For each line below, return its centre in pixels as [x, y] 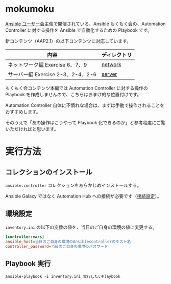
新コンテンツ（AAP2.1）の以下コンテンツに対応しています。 [68, 41]
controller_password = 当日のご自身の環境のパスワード [57, 246]
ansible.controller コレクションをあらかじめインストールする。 [74, 185]
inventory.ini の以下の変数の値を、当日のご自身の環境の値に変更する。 [81, 227]
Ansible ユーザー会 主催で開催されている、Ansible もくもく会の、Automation [86, 24]
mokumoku [30, 9]
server [109, 74]
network [111, 64]
